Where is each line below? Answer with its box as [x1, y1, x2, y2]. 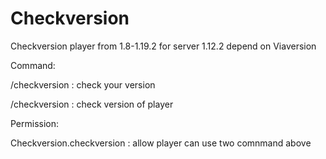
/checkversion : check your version [10, 78, 156, 91]
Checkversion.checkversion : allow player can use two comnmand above [10, 137, 312, 149]
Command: [10, 59, 56, 71]
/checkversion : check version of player [10, 98, 174, 110]
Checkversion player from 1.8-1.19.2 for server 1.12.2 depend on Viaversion [10, 40, 317, 52]
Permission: [10, 117, 60, 129]
